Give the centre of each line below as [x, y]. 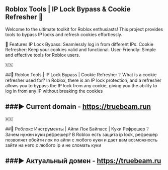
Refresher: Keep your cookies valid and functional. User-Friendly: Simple [80, 49]
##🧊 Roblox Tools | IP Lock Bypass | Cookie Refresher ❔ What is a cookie [81, 74]
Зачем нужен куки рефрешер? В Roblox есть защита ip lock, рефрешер [81, 134]
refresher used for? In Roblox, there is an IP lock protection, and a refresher [83, 80]
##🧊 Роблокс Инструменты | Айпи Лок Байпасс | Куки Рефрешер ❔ [77, 129]
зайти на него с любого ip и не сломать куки [53, 145]
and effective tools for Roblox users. [43, 55]
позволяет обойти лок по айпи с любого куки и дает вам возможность [81, 140]
